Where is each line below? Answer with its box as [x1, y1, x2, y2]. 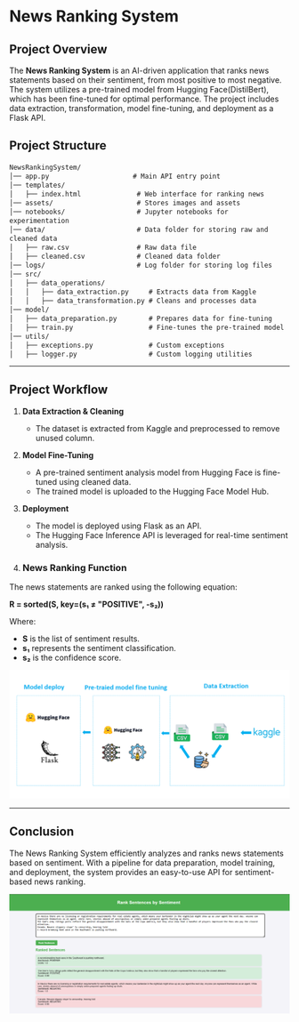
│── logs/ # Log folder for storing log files [9, 261, 273, 270]
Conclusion [9, 825, 75, 840]
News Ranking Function [21, 561, 127, 574]
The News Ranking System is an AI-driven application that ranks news [9, 65, 270, 76]
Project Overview [9, 42, 108, 57]
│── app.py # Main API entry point [9, 172, 221, 181]
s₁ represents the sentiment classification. [21, 642, 176, 653]
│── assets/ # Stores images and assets [9, 198, 241, 207]
